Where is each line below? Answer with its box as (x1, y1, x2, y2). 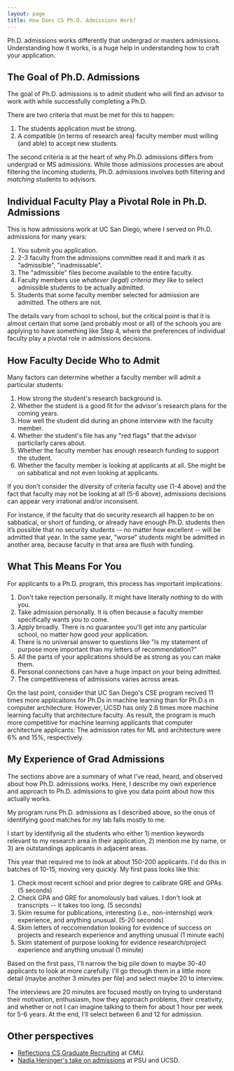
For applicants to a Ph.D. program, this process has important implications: (7, 579, 223, 587)
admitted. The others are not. (17, 299, 102, 307)
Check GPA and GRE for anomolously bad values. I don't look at (17, 893, 202, 901)
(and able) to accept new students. (17, 139, 118, 148)
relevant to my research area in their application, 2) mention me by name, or (7, 836, 226, 845)
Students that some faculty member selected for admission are (17, 291, 200, 299)
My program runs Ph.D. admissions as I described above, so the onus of (7, 807, 216, 817)
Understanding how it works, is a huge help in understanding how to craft (7, 43, 219, 52)
